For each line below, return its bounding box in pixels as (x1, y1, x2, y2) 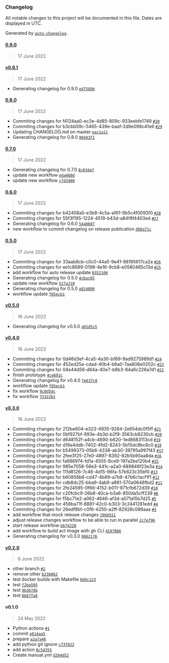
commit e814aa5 (12, 630, 45, 636)
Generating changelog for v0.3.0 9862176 (12, 533, 97, 539)
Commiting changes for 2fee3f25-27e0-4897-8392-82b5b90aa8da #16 (12, 453, 162, 459)
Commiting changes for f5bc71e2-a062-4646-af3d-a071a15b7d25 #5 (12, 495, 156, 502)
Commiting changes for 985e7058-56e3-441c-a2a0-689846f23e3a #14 (12, 463, 163, 470)
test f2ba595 (12, 582, 38, 588)
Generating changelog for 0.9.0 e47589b (12, 85, 95, 91)
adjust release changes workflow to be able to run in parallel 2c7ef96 (12, 517, 155, 523)
